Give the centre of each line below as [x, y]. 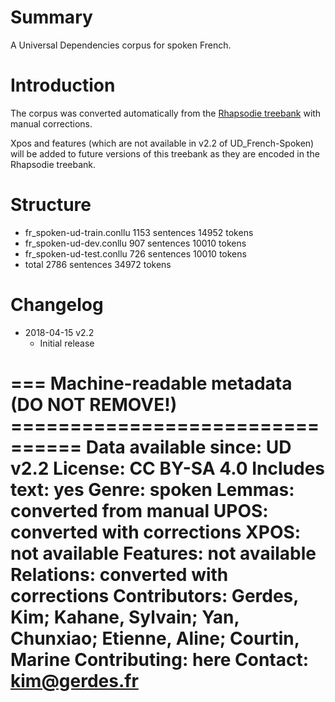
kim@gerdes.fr [74, 680]
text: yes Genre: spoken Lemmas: [152, 489]
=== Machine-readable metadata [151, 383]
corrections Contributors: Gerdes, [154, 595]
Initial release [67, 343]
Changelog [57, 305]
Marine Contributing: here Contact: [160, 659]
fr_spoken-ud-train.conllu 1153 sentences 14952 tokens [139, 232]
